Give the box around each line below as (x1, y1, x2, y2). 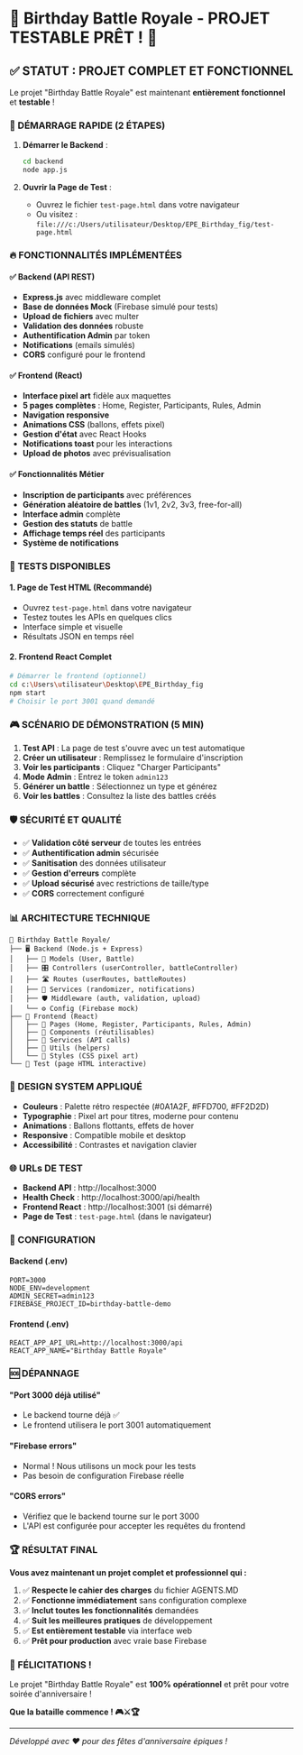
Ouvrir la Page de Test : (22, 182, 113, 193)
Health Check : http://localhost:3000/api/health (22, 1191, 200, 1202)
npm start (9, 688, 47, 697)
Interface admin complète (22, 509, 121, 519)
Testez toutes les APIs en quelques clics (22, 611, 173, 622)
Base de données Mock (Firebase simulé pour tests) (22, 301, 219, 312)
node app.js (22, 166, 68, 175)
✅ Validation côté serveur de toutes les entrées (22, 838, 202, 848)
